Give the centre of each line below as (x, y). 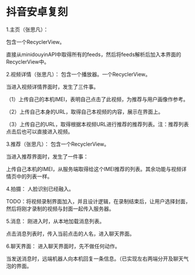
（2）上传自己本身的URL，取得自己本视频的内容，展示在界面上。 (85, 112)
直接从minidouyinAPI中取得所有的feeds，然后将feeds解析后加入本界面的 (94, 54)
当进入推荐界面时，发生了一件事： (47, 156)
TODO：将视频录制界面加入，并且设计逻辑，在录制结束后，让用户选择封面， (98, 201)
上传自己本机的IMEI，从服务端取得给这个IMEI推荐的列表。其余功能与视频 (94, 169)
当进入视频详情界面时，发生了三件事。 (52, 86)
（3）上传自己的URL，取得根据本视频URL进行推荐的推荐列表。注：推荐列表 (97, 124)
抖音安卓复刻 (37, 12)
